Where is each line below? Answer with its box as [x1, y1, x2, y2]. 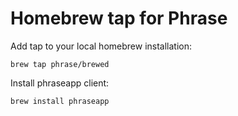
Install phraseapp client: [10, 77, 110, 89]
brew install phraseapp [10, 96, 110, 106]
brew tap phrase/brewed [10, 59, 110, 69]
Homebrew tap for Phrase [10, 7, 228, 30]
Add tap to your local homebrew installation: [10, 40, 193, 52]
